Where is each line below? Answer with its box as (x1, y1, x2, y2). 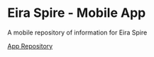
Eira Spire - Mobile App (7, 5, 146, 21)
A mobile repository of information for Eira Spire (7, 28, 148, 37)
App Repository (7, 42, 53, 50)
